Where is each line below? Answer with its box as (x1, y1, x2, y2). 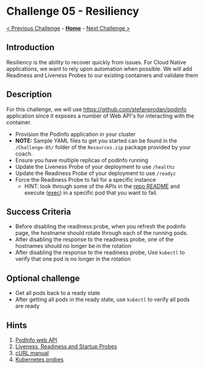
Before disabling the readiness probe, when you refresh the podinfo (15, 223, 186, 230)
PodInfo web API (15, 337, 58, 343)
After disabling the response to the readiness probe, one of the (15, 236, 174, 243)
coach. (15, 150, 33, 157)
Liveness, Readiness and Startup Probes (15, 343, 117, 350)
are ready (15, 302, 40, 310)
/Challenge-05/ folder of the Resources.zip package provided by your (15, 143, 191, 151)
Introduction (6, 42, 55, 53)
